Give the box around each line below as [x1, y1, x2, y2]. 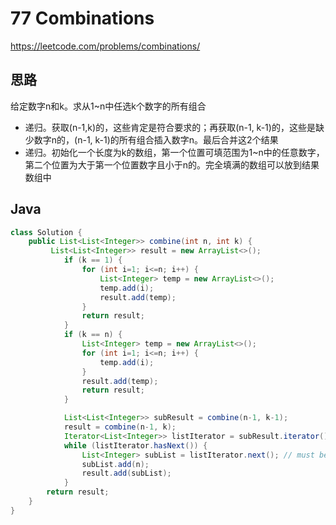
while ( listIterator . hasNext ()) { [63, 440, 208, 451]
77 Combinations [10, 7, 155, 30]
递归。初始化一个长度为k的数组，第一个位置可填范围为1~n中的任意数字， [24, 146, 325, 158]
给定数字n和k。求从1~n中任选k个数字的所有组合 [10, 100, 207, 112]
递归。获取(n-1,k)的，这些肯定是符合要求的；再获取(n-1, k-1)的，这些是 [24, 121, 316, 133]
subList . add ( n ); [81, 459, 150, 469]
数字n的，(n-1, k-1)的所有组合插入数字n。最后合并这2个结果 [33, 133, 279, 146]
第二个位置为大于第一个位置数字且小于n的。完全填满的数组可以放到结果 [24, 158, 320, 171]
